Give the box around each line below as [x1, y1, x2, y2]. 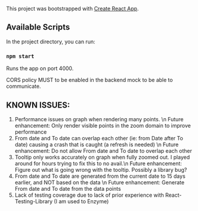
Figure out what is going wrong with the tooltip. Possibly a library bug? [14, 166, 187, 173]
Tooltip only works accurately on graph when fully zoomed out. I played [14, 153, 190, 160]
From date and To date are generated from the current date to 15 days [14, 172, 186, 179]
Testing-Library [14, 197, 53, 204]
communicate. [6, 83, 41, 90]
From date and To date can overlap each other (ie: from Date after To [14, 134, 184, 141]
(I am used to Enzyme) [53, 197, 109, 204]
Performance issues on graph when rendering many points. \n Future [14, 115, 184, 122]
